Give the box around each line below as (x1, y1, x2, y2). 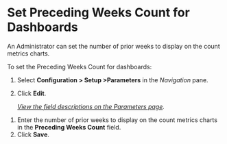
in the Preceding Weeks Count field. (16, 123, 121, 131)
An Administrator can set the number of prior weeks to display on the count (7, 42, 221, 50)
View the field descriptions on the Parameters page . (16, 102, 165, 110)
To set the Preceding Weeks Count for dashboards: (7, 62, 152, 71)
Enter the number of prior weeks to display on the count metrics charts (16, 115, 218, 124)
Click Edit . (16, 89, 47, 97)
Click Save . (16, 130, 50, 139)
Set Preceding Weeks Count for (7, 5, 190, 21)
